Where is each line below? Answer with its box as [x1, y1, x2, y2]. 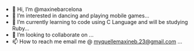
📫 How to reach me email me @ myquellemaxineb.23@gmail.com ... [11, 38, 183, 45]
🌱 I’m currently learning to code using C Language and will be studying [11, 19, 189, 25]
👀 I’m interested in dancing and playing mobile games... [11, 12, 149, 19]
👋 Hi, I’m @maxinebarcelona [11, 6, 83, 13]
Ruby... [11, 25, 30, 32]
